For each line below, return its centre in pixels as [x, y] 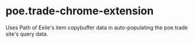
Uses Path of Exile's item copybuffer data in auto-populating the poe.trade [97, 27]
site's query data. [27, 33]
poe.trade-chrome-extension [80, 11]
